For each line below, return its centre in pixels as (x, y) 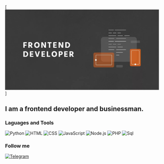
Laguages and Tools (30, 123)
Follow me (18, 146)
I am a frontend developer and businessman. (74, 109)
